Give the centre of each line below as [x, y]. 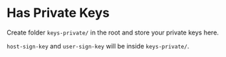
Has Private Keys [58, 13]
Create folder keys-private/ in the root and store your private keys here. [113, 32]
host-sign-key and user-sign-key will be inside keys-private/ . [98, 46]
